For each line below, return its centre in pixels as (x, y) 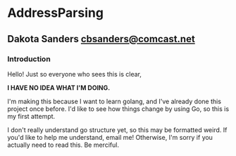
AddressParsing (56, 13)
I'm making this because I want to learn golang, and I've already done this (114, 101)
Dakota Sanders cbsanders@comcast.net (101, 39)
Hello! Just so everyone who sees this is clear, (75, 74)
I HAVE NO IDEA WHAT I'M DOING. (59, 87)
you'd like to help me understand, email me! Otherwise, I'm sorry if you (110, 137)
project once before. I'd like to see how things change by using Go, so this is (118, 109)
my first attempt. (31, 116)
